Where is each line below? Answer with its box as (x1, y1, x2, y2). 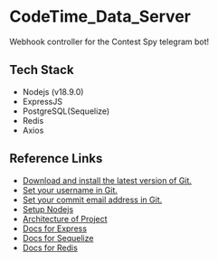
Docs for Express (22, 223, 88, 234)
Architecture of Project (22, 213, 108, 224)
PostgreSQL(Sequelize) (22, 106, 110, 117)
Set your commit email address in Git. (22, 194, 163, 205)
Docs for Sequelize (22, 232, 94, 243)
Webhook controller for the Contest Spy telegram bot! (9, 36, 210, 47)
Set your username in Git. (22, 184, 118, 195)
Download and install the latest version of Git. (22, 174, 193, 186)
